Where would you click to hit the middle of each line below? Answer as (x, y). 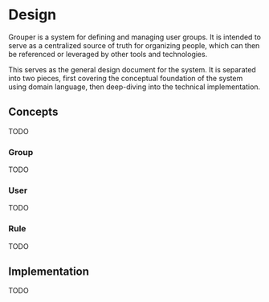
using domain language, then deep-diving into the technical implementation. (134, 87)
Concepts (33, 112)
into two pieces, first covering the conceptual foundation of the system (126, 78)
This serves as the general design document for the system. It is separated (132, 69)
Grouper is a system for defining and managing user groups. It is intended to (134, 37)
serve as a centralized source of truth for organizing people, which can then (134, 45)
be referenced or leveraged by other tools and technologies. (108, 54)
